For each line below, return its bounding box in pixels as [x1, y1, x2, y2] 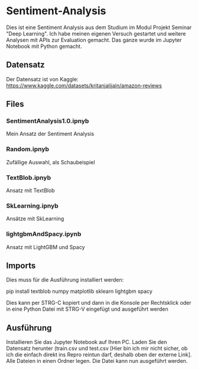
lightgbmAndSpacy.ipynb [6, 230, 82, 238]
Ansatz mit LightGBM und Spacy [6, 243, 85, 250]
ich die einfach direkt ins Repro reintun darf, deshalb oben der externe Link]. [6, 351, 192, 358]
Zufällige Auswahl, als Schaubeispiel [6, 158, 96, 165]
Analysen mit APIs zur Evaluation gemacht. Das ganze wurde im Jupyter [6, 36, 182, 43]
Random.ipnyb [6, 145, 49, 154]
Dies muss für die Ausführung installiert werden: [6, 276, 124, 283]
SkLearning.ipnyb [6, 202, 59, 210]
